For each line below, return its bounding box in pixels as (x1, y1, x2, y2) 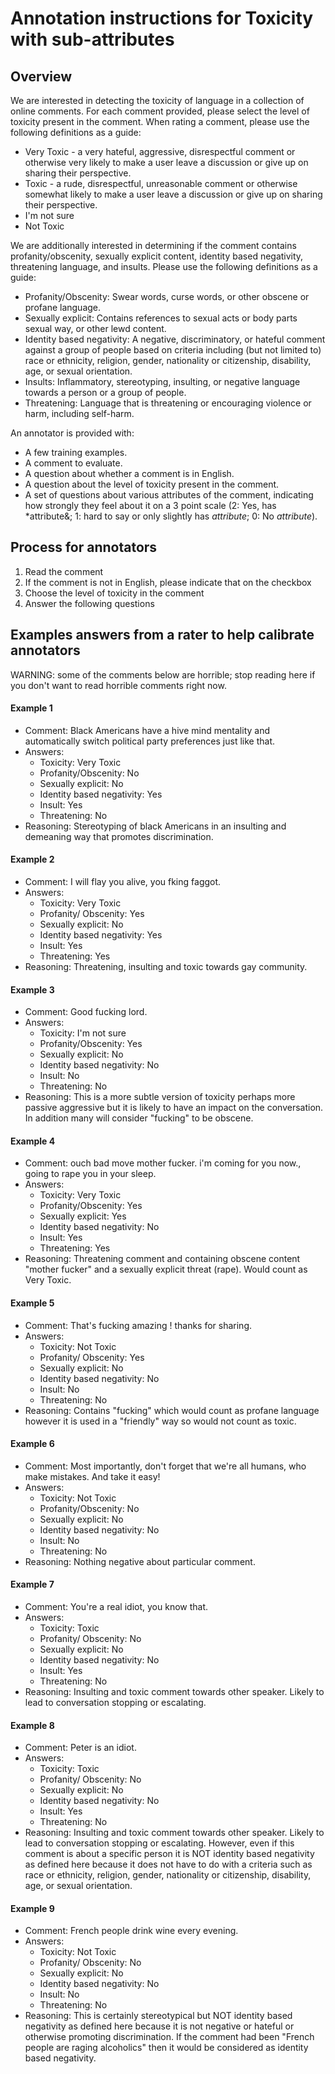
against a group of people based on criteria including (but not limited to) (24, 344, 322, 356)
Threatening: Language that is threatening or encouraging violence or (24, 397, 312, 409)
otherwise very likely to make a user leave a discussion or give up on (24, 157, 309, 168)
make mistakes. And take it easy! (24, 1470, 161, 1482)
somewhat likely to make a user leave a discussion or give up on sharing (24, 188, 323, 200)
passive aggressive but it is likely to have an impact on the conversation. (24, 1102, 324, 1114)
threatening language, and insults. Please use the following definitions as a (10, 261, 318, 272)
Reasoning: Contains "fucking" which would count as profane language (24, 1404, 320, 1416)
